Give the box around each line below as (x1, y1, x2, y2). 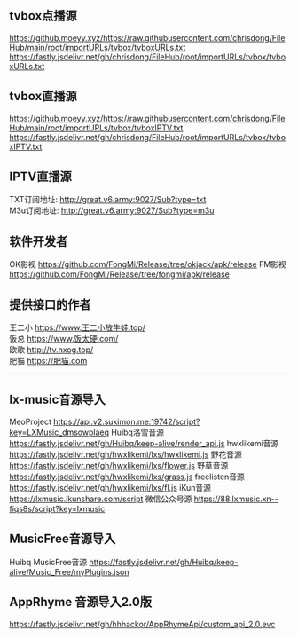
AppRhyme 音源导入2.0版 (9, 595, 153, 610)
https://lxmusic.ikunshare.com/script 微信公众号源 (9, 493, 192, 504)
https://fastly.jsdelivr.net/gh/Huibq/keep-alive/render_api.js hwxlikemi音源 (9, 437, 279, 448)
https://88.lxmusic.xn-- (193, 493, 278, 504)
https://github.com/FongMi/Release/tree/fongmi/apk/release (9, 269, 231, 280)
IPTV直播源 (9, 169, 73, 185)
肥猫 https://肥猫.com (9, 356, 88, 366)
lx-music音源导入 (9, 392, 106, 407)
